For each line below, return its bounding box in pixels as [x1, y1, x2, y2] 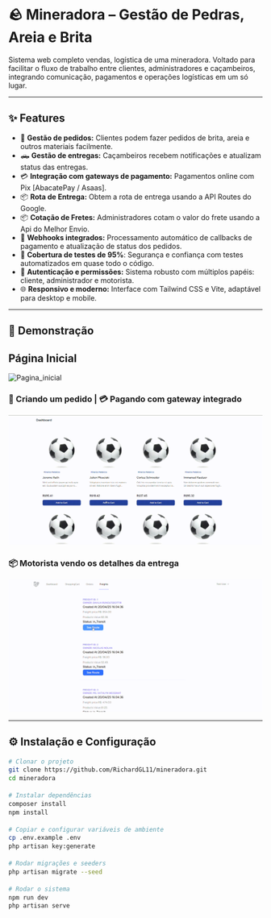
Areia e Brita [8, 28, 93, 47]
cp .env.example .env [8, 834, 81, 842]
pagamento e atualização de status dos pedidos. [19, 241, 182, 251]
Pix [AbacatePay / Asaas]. [19, 182, 107, 193]
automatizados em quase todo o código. [19, 258, 155, 268]
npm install [8, 808, 48, 816]
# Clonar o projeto [8, 758, 74, 766]
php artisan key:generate [8, 842, 95, 850]
